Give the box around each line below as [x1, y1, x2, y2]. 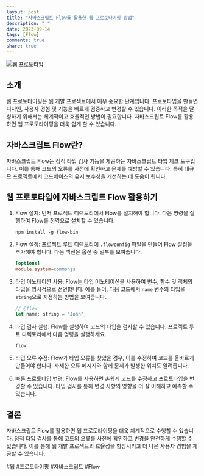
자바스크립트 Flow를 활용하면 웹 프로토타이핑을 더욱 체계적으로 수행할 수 [6, 427, 178, 434]
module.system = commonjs [15, 266, 76, 272]
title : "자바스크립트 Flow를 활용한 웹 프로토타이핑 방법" [6, 15, 135, 21]
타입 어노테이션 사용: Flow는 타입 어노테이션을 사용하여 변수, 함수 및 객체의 [15, 278, 193, 286]
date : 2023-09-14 [6, 26, 51, 32]
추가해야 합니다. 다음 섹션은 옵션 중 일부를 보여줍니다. [15, 248, 142, 256]
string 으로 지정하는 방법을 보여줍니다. [15, 294, 107, 301]
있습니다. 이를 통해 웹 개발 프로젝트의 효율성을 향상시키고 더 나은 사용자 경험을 [6, 442, 192, 449]
